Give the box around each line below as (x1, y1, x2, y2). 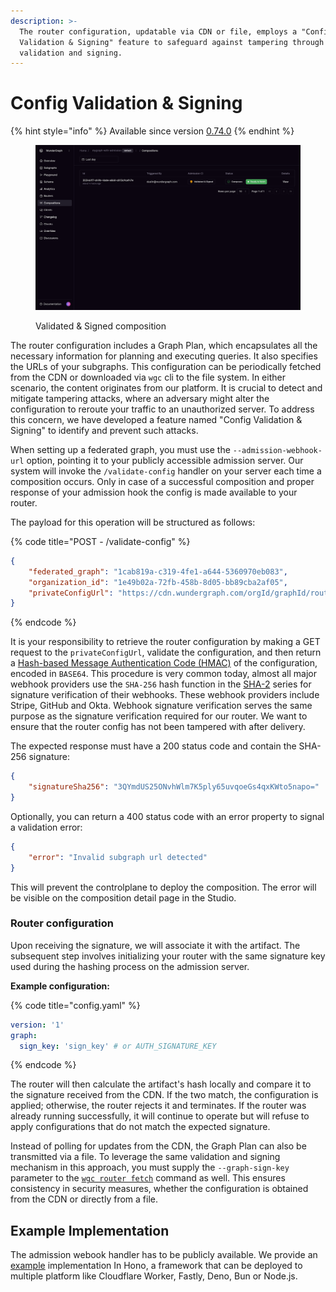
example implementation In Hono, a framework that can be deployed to (10, 1260, 303, 1272)
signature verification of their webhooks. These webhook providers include (10, 689, 320, 701)
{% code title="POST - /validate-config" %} (10, 535, 191, 547)
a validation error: (10, 821, 83, 833)
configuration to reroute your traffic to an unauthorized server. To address (10, 403, 315, 415)
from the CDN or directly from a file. (10, 1193, 158, 1205)
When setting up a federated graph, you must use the (10, 443, 231, 455)
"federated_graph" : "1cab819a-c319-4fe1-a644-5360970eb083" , (28, 566, 288, 577)
